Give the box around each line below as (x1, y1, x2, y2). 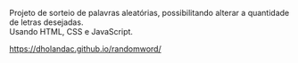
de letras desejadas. (9, 17, 84, 28)
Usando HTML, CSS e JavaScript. (9, 27, 134, 36)
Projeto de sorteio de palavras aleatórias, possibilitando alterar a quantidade (9, 8, 290, 18)
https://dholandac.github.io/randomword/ (9, 43, 162, 54)
